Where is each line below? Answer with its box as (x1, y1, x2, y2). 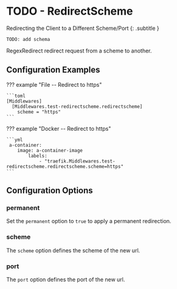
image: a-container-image (17, 147, 83, 153)
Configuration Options (6, 185, 93, 196)
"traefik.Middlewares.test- (44, 158, 116, 164)
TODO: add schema (6, 36, 50, 42)
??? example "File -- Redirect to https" (6, 81, 102, 88)
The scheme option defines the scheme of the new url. (6, 246, 141, 254)
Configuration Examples (6, 65, 100, 75)
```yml (6, 136, 23, 143)
